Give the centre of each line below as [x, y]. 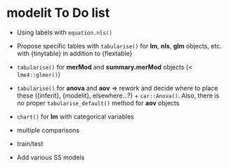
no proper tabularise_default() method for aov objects [98, 102]
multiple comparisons [48, 130]
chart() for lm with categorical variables [75, 116]
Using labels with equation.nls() [65, 32]
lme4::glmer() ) [38, 74]
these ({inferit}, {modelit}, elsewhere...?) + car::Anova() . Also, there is [118, 95]
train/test [30, 143]
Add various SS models [51, 157]
